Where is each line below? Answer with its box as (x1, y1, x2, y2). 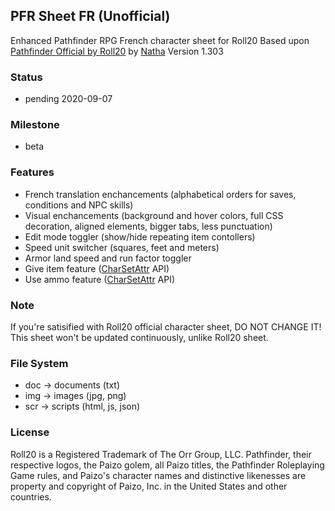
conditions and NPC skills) (24, 199, 134, 211)
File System (10, 356, 69, 370)
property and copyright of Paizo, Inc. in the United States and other (10, 480, 288, 492)
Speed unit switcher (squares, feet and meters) (24, 241, 220, 253)
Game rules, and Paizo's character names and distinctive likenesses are (10, 469, 307, 481)
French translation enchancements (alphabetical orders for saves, (24, 188, 297, 200)
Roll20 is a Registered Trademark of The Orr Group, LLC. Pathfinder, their (10, 448, 312, 460)
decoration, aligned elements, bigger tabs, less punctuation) (24, 220, 273, 232)
